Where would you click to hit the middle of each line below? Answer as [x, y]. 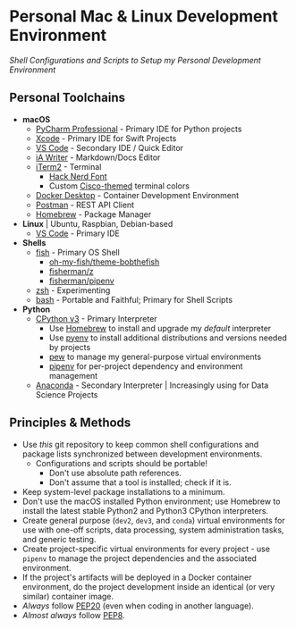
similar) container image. [68, 596]
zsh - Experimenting [73, 290]
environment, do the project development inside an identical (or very [148, 586]
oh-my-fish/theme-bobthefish [104, 262]
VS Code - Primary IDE [78, 233]
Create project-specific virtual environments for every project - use [146, 549]
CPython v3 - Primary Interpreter [97, 318]
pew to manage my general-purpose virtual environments [155, 356]
